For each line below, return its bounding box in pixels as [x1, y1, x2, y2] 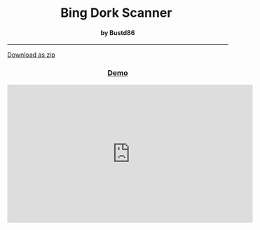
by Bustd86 [100, 28, 135, 36]
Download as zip [7, 50, 56, 59]
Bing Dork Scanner [60, 5, 172, 21]
